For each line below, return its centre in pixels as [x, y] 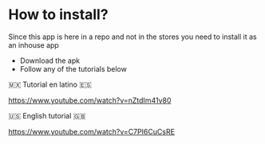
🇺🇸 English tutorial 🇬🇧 [47, 115]
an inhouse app [34, 45]
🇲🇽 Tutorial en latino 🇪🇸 [50, 84]
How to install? [59, 15]
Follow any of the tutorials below [73, 68]
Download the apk [50, 60]
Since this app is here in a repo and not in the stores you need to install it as [132, 37]
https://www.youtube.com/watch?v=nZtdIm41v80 [90, 100]
